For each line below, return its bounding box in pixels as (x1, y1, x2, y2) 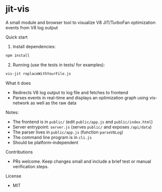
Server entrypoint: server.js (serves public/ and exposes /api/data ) (12, 124, 152, 130)
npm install (5, 53, 30, 58)
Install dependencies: (12, 43, 56, 49)
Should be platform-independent (12, 139, 78, 145)
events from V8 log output (5, 24, 58, 30)
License (5, 173, 21, 179)
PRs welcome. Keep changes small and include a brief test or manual (12, 158, 151, 164)
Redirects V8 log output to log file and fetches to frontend (12, 89, 128, 96)
